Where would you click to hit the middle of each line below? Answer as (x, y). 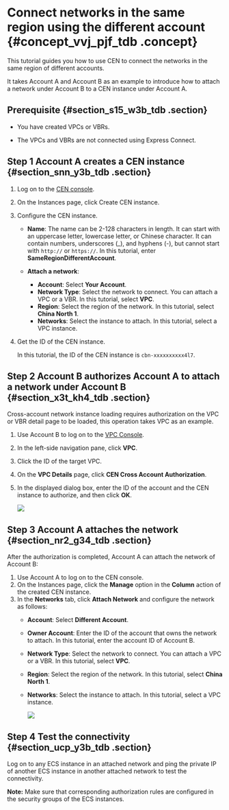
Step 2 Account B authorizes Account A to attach (113, 376)
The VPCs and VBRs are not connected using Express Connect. (106, 140)
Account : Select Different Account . (78, 620)
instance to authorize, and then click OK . (74, 495)
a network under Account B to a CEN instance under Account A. (97, 88)
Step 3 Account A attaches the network (93, 529)
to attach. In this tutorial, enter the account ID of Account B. (111, 641)
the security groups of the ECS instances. (66, 799)
